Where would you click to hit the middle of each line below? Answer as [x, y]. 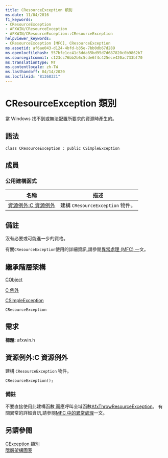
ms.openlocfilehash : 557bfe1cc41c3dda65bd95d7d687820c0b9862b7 [74, 53]
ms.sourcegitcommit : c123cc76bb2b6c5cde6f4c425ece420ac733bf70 [74, 58]
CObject [14, 280]
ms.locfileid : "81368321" [33, 77]
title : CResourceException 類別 [39, 10]
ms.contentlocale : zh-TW [32, 67]
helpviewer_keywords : [28, 39]
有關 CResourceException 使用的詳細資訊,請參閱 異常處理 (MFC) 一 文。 [77, 249]
